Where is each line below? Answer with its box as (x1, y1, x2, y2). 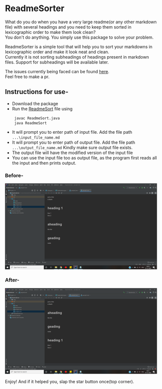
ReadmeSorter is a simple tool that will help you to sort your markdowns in (5, 44, 153, 49)
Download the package (12, 100, 58, 107)
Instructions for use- (5, 88, 68, 96)
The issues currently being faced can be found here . (5, 68, 109, 74)
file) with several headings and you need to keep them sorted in (5, 24, 132, 30)
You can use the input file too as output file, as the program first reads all (12, 155, 157, 160)
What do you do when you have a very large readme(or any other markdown (5, 19, 157, 25)
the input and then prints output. (12, 160, 76, 166)
